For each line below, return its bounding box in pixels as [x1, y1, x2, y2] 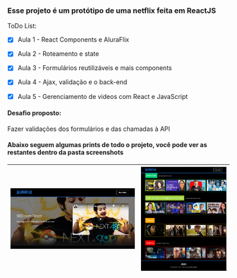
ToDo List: [7, 22, 37, 30]
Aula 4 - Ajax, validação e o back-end [17, 78, 128, 86]
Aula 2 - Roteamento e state [17, 50, 99, 58]
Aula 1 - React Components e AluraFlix [17, 35, 129, 44]
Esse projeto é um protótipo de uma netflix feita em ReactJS [7, 6, 217, 16]
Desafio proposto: [7, 109, 62, 117]
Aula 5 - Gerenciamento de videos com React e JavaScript [17, 92, 188, 100]
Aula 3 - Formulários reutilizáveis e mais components [17, 64, 172, 72]
